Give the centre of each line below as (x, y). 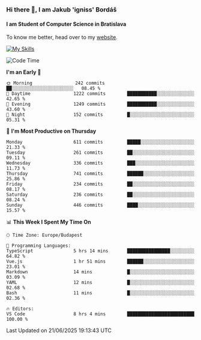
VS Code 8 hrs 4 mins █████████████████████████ (100, 314)
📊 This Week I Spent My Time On (49, 222)
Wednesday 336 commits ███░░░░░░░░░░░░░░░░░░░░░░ (100, 163)
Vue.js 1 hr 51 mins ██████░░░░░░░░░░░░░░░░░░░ (100, 262)
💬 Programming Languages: (38, 246)
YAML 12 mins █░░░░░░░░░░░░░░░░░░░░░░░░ (100, 283)
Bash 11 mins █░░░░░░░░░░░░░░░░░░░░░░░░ (100, 293)
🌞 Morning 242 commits (55, 83)
